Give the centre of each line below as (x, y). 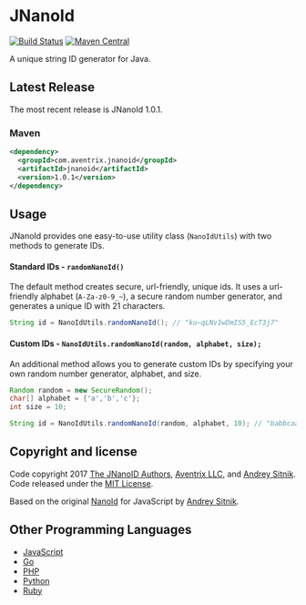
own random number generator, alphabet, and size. (106, 374)
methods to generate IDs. (57, 246)
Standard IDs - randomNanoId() (67, 266)
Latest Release (52, 87)
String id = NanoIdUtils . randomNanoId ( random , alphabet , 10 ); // (136, 424)
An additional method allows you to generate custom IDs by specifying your (151, 364)
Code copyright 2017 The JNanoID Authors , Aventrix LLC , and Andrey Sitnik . (153, 474)
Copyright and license (74, 452)
